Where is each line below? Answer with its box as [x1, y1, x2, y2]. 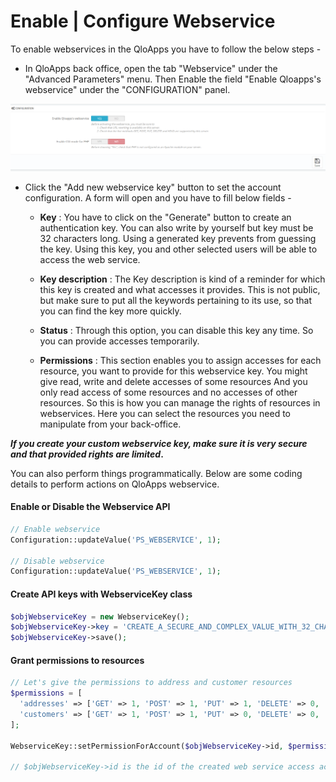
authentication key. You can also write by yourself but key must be [39, 221, 314, 234]
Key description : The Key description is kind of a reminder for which [39, 273, 326, 285]
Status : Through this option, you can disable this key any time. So [39, 324, 314, 336]
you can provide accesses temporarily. [39, 335, 200, 347]
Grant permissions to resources [10, 654, 145, 666]
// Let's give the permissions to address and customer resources [10, 678, 293, 688]
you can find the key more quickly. [39, 305, 182, 317]
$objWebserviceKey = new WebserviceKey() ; [10, 611, 190, 622]
